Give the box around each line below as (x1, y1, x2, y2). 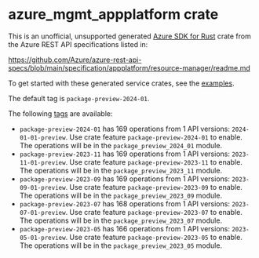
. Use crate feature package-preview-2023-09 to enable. (65, 182, 243, 191)
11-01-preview (19, 158, 66, 166)
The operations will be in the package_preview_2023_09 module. (19, 191, 222, 200)
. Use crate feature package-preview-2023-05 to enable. (65, 232, 243, 242)
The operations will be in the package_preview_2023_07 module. (19, 216, 222, 225)
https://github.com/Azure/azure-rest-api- (8, 55, 142, 64)
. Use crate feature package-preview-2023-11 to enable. (65, 157, 243, 166)
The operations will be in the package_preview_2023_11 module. (19, 165, 222, 175)
